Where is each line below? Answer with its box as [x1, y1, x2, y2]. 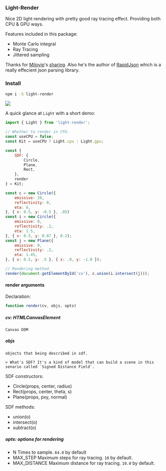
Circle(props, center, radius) [12, 383, 73, 389]
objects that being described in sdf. [5, 350, 88, 356]
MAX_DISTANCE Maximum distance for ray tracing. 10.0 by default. [12, 460, 155, 466]
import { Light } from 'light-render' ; [5, 120, 90, 125]
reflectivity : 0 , [14, 200, 52, 205]
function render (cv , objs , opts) [5, 303, 77, 309]
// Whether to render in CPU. [5, 129, 70, 134]
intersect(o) [12, 419, 37, 425]
